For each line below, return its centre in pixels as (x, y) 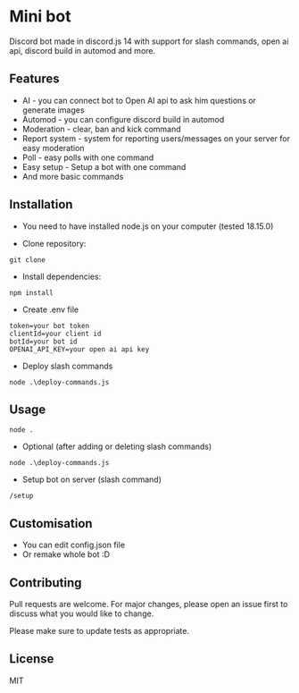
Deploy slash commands (67, 366)
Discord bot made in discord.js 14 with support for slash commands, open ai (149, 41)
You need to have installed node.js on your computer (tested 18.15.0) (148, 226)
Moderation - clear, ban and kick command (101, 129)
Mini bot (40, 17)
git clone (28, 260)
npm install (31, 292)
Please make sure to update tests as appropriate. (100, 631)
